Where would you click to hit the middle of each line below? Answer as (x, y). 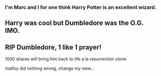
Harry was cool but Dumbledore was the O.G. (74, 23)
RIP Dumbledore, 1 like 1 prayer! (53, 47)
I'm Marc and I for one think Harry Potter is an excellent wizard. (81, 7)
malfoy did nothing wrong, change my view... (50, 68)
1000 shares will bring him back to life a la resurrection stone (66, 59)
